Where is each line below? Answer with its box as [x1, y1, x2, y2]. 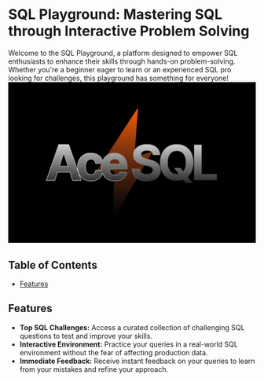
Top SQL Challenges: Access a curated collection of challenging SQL [19, 322, 245, 332]
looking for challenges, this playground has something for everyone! [8, 73, 229, 83]
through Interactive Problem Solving [8, 22, 250, 40]
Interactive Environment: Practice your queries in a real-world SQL [19, 340, 238, 349]
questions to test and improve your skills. [19, 331, 153, 340]
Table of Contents [8, 258, 98, 272]
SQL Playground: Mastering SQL [8, 6, 222, 24]
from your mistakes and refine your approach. [19, 364, 169, 374]
